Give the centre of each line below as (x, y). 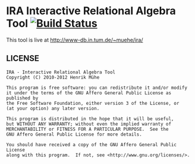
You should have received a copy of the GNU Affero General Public (92, 144)
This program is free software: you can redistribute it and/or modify (97, 88)
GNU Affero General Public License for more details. (74, 134)
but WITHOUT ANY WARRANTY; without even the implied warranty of (89, 124)
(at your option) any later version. (53, 108)
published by (22, 98)
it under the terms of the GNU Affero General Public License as (89, 93)
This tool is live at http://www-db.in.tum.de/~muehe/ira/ (75, 40)
